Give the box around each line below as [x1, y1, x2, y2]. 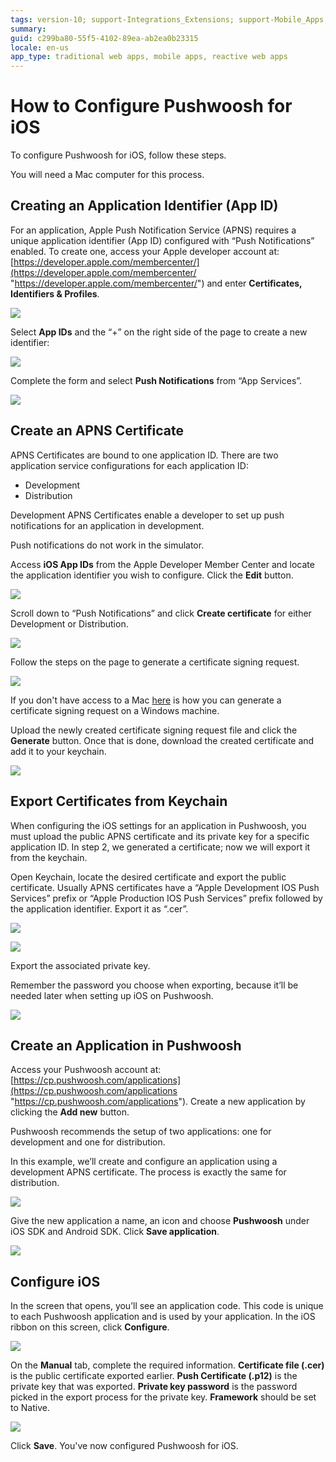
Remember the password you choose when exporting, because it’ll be [10, 979, 299, 991]
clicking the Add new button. [10, 1106, 130, 1118]
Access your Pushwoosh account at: [10, 1064, 162, 1076]
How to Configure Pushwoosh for [10, 95, 293, 118]
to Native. [10, 1402, 50, 1414]
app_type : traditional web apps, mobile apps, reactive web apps [10, 52, 288, 62]
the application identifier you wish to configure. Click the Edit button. [10, 569, 294, 581]
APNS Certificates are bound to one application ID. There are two [10, 449, 279, 461]
